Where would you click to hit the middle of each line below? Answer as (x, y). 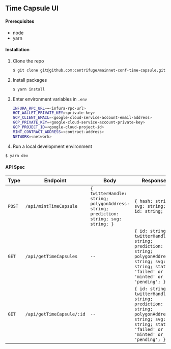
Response (154, 180)
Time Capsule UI (32, 8)
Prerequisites (20, 21)
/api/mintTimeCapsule (51, 206)
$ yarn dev (17, 155)
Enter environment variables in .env (50, 99)
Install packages (30, 80)
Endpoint (55, 180)
